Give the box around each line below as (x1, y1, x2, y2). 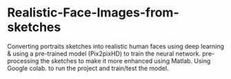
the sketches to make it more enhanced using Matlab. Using (40, 56, 211, 65)
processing (7, 56, 39, 65)
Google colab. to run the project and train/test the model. (7, 64, 169, 72)
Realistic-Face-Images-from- (7, 5, 179, 21)
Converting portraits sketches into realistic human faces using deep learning (7, 42, 224, 50)
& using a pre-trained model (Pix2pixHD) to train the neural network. (7, 49, 201, 58)
